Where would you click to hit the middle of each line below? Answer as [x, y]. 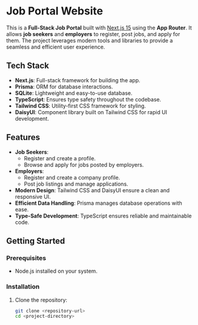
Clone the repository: [41, 300]
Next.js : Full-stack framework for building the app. [78, 80]
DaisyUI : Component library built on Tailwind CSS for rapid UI [91, 112]
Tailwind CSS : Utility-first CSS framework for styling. [80, 106]
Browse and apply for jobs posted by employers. [84, 165]
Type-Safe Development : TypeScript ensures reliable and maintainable [103, 216]
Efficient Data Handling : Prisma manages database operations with [98, 203]
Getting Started [36, 241]
